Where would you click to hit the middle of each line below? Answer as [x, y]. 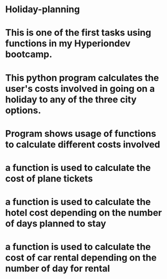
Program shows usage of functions [81, 133]
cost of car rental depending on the [81, 258]
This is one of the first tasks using [78, 33]
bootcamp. [29, 54]
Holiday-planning [43, 9]
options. [23, 110]
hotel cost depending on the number [84, 213]
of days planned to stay [56, 224]
